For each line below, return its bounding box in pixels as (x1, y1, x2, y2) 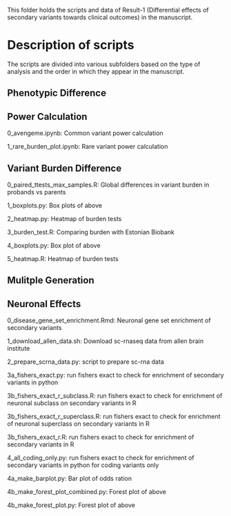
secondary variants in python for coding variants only (7, 461, 159, 469)
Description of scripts (7, 37, 134, 53)
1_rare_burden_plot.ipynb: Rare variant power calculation (7, 143, 168, 151)
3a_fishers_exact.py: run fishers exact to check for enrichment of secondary (7, 371, 224, 380)
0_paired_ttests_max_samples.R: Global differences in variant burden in (7, 180, 210, 189)
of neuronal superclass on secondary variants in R (7, 420, 150, 428)
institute (7, 344, 30, 353)
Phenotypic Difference (7, 87, 107, 99)
